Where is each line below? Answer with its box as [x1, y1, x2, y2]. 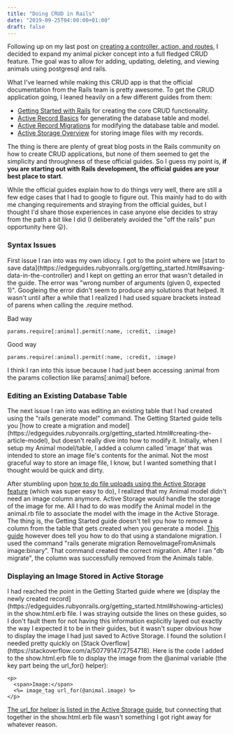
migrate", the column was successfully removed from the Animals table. [7, 554, 214, 562]
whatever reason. [7, 721, 58, 729]
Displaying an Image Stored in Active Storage [7, 571, 164, 581]
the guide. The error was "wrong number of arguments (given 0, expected [7, 278, 221, 287]
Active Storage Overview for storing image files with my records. [17, 129, 204, 137]
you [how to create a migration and [7, 421, 108, 430]
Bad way [7, 314, 33, 322]
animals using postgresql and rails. [7, 64, 108, 73]
